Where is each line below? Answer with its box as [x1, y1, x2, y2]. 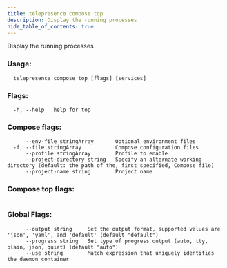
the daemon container [7, 256, 70, 262]
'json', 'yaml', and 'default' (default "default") [7, 231, 159, 238]
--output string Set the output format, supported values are [25, 225, 221, 232]
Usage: [7, 59, 32, 69]
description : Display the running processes [7, 17, 137, 23]
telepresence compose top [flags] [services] [13, 75, 147, 82]
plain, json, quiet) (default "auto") [7, 243, 119, 251]
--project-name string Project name [25, 169, 153, 175]
